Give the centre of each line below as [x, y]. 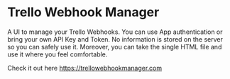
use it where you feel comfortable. [57, 54]
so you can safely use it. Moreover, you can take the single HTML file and [115, 47]
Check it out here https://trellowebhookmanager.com [84, 68]
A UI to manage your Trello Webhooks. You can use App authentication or [115, 32]
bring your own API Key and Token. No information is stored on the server [115, 39]
